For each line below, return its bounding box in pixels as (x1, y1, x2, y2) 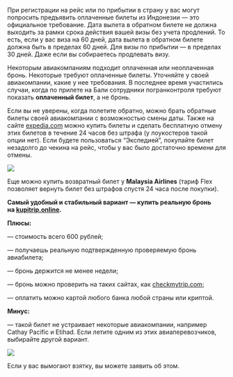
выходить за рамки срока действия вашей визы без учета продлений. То (7, 28, 225, 36)
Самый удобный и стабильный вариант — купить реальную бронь (7, 198, 211, 206)
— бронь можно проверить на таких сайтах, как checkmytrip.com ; (7, 280, 204, 288)
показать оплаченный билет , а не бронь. (7, 93, 131, 101)
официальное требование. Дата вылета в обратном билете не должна (7, 21, 217, 28)
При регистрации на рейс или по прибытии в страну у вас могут (7, 6, 200, 14)
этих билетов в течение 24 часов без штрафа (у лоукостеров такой (7, 128, 208, 137)
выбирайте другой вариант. (7, 335, 89, 343)
